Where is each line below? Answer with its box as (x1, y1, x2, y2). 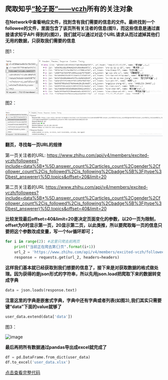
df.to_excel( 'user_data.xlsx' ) (5, 360, 70, 365)
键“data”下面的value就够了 (5, 304, 62, 310)
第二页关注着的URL (5, 184, 45, 190)
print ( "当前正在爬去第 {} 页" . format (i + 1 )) (14, 244, 96, 250)
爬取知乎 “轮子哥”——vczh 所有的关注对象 (5, 4, 133, 13)
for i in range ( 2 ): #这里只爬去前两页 (5, 239, 80, 244)
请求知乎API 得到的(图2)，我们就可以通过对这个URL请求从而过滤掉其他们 (9, 31, 160, 37)
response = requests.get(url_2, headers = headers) (14, 255, 120, 260)
